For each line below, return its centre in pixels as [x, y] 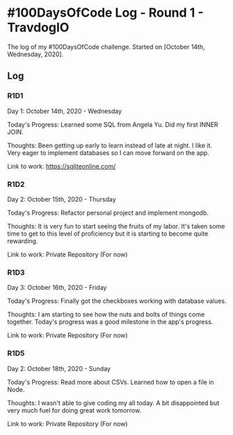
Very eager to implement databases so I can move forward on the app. [109, 153]
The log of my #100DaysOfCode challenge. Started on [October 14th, [106, 47]
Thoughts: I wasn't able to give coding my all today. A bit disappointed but [113, 403]
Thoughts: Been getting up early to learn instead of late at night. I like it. [110, 145]
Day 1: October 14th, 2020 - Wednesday [65, 111]
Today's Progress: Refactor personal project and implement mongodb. [108, 213]
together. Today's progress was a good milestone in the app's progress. [110, 322]
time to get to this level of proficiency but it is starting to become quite [108, 233]
